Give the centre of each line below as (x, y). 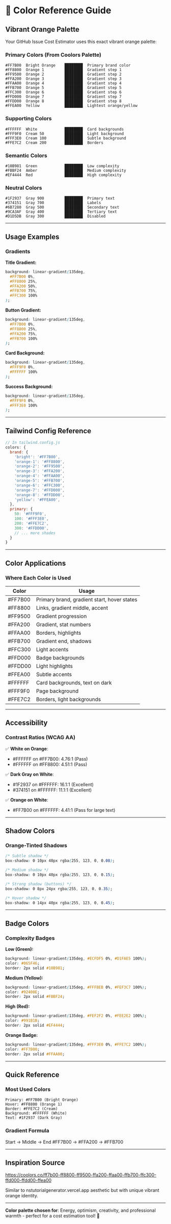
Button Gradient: (23, 310)
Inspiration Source (35, 1162)
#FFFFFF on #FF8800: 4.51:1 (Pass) (50, 764)
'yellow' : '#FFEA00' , (37, 500)
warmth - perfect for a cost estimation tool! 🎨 (53, 1216)
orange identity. (22, 1196)
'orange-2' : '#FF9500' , (40, 466)
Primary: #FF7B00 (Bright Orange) (42, 1100)
